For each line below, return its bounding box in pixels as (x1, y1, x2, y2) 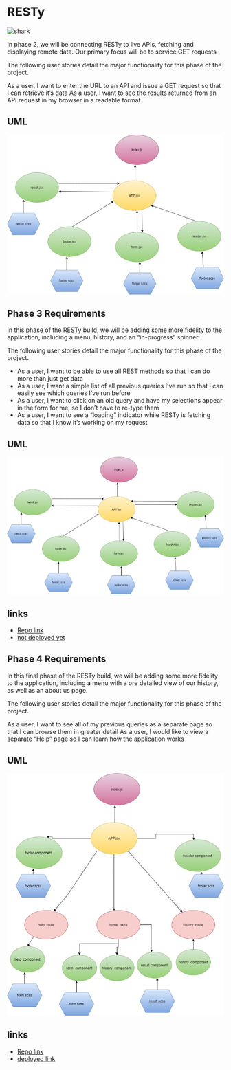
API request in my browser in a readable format (7, 96, 141, 104)
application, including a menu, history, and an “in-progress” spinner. (7, 333, 200, 342)
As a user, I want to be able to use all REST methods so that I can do (16, 367, 210, 375)
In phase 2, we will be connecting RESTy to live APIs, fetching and (7, 40, 194, 48)
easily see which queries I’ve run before (16, 389, 131, 397)
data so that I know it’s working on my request (16, 419, 148, 427)
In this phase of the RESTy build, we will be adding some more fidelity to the (7, 326, 222, 334)
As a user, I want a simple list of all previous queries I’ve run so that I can (16, 382, 223, 390)
